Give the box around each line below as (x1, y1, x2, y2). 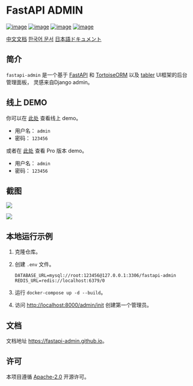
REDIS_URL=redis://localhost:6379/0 (14, 278, 105, 284)
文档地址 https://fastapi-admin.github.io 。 (6, 337, 108, 344)
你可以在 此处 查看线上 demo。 (6, 114, 81, 121)
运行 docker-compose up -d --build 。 (14, 289, 106, 296)
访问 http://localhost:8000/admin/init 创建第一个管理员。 (14, 301, 152, 308)
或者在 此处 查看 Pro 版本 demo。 (6, 147, 87, 154)
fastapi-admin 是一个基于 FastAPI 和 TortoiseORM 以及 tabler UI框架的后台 (6, 71, 188, 78)
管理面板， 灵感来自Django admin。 (6, 78, 93, 86)
